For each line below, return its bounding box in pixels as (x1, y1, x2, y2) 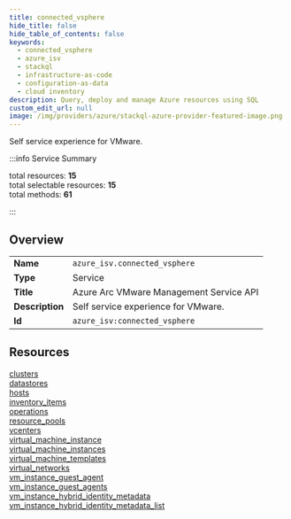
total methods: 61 (9, 190, 73, 200)
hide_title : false (9, 21, 77, 30)
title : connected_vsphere (9, 12, 104, 22)
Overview (9, 232, 65, 247)
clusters (9, 368, 39, 379)
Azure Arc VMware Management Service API (72, 285, 259, 298)
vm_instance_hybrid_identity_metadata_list (9, 500, 165, 510)
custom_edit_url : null (9, 104, 93, 112)
